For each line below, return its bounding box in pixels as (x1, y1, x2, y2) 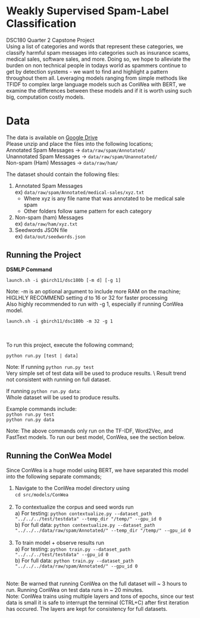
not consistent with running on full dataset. (6, 376, 111, 383)
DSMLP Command (6, 266, 52, 273)
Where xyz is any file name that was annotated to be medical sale (23, 195, 185, 202)
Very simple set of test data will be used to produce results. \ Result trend (6, 369, 186, 377)
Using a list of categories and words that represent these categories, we (6, 43, 183, 50)
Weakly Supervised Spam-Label (6, 4, 169, 18)
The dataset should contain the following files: (6, 171, 120, 178)
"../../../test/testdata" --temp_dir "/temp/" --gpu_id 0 (14, 516, 162, 522)
